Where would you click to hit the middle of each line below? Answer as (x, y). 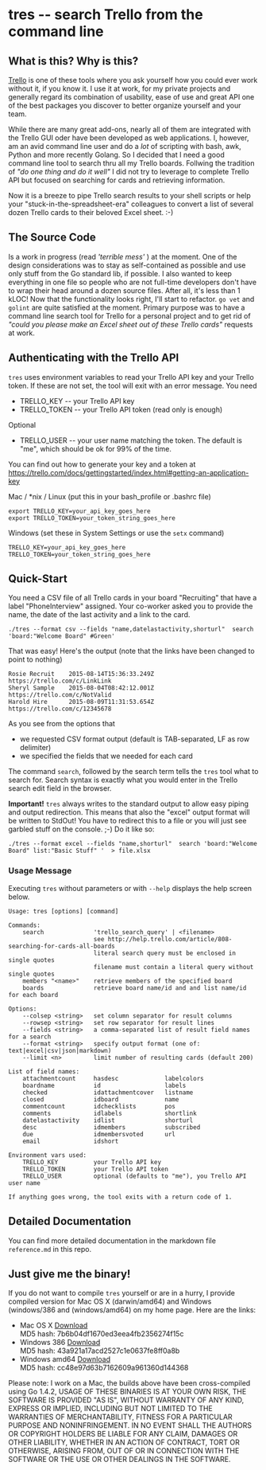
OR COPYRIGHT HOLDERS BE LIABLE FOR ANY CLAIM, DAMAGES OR (123, 1434)
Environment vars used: (48, 1155)
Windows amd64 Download (65, 1359)
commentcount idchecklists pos (99, 1106)
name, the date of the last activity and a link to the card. (99, 615)
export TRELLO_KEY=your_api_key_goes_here (79, 511)
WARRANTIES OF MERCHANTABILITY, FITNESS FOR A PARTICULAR (120, 1417)
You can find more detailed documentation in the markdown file (112, 1241)
